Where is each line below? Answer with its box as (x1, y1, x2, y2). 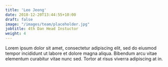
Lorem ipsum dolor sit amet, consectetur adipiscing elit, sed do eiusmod (5, 45, 157, 51)
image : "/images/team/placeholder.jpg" (5, 21, 90, 27)
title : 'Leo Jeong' (5, 7, 47, 13)
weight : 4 (5, 31, 26, 36)
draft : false (5, 17, 33, 22)
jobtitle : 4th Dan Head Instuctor (5, 26, 79, 31)
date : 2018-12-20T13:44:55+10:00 (5, 12, 76, 17)
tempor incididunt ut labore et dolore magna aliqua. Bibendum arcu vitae (5, 50, 157, 56)
